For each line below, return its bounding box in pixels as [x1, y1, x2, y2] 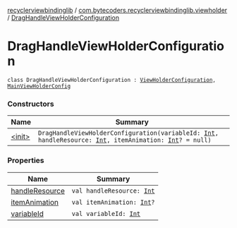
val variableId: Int [71, 210, 141, 217]
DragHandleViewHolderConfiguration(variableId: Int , [37, 129, 219, 137]
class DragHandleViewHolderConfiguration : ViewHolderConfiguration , [7, 76, 217, 83]
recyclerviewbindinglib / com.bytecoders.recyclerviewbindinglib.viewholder [7, 6, 228, 14]
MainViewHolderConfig [7, 83, 71, 90]
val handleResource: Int [71, 186, 155, 195]
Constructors [7, 99, 54, 109]
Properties [7, 155, 44, 165]
